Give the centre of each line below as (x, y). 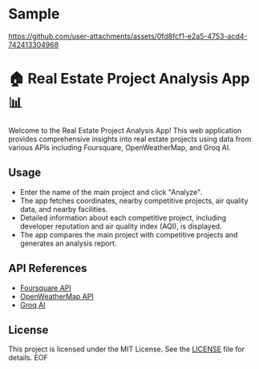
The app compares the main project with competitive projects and (129, 234)
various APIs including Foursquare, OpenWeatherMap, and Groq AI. (119, 147)
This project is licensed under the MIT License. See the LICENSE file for (127, 349)
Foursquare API (46, 288)
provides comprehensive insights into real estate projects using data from (130, 139)
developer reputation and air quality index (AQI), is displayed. (121, 226)
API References (48, 268)
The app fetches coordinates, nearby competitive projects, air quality (134, 201)
